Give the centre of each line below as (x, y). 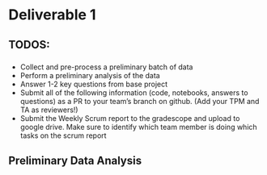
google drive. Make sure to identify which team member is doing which (138, 127)
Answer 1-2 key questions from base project (94, 84)
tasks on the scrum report (63, 135)
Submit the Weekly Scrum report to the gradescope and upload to (130, 118)
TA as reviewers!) (49, 110)
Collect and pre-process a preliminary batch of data (106, 67)
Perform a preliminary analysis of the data (90, 75)
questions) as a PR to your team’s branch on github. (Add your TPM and (140, 101)
